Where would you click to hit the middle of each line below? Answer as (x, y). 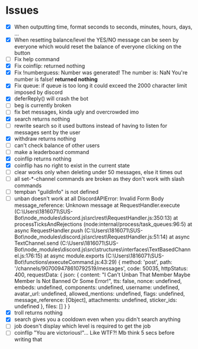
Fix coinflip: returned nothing (49, 66)
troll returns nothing (38, 313)
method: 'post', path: (147, 262)
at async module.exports (74, 256)
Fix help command (37, 59)
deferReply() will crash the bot (51, 99)
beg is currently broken (43, 105)
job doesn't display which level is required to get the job (82, 326)
